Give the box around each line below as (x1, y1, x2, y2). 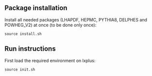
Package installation (4, 4, 68, 12)
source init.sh (4, 67, 35, 72)
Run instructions (4, 45, 56, 53)
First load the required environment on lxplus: (4, 57, 96, 63)
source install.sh (4, 31, 42, 36)
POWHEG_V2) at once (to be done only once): (4, 22, 97, 28)
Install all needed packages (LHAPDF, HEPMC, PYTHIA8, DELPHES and (4, 17, 148, 22)
